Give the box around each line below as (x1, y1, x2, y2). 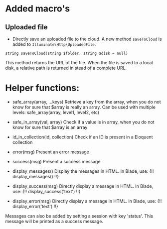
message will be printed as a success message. (5, 218, 104, 224)
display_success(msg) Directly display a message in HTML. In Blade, (12, 183, 154, 189)
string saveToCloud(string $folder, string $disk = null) (5, 51, 128, 56)
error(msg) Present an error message (12, 149, 90, 155)
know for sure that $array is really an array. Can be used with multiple (12, 104, 156, 110)
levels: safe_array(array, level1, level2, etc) (12, 109, 100, 115)
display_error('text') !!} (12, 203, 58, 209)
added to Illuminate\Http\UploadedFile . (12, 41, 96, 47)
